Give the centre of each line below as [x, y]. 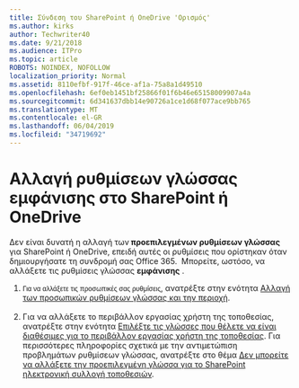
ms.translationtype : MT [54, 110]
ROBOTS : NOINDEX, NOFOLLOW [60, 68]
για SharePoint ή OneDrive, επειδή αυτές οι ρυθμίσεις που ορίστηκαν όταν [148, 251]
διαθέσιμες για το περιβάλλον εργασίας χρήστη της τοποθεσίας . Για [151, 335]
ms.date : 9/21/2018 [46, 43]
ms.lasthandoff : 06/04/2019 [62, 127]
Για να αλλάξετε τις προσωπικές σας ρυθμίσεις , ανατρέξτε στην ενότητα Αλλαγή [156, 287]
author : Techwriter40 [50, 34]
